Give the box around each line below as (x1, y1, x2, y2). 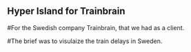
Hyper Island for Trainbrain (7, 5, 125, 17)
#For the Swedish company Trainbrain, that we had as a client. (7, 23, 185, 31)
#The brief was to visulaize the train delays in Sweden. (7, 37, 163, 45)
